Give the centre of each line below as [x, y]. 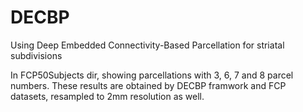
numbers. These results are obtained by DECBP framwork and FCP [148, 85]
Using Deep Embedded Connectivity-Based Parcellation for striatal [147, 45]
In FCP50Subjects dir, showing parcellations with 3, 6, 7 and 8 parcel [152, 75]
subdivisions [36, 55]
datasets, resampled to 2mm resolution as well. [107, 96]
